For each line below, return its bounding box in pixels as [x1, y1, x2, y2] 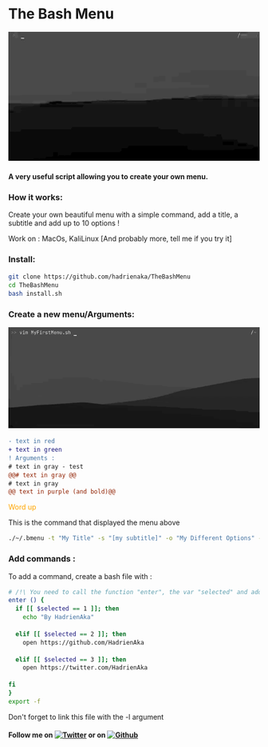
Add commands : [8, 553, 76, 565]
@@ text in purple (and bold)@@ [8, 488, 116, 496]
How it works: [8, 191, 63, 202]
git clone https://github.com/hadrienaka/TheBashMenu [8, 273, 191, 281]
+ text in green [8, 445, 62, 454]
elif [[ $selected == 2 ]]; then [15, 629, 127, 638]
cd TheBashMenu [8, 282, 59, 290]
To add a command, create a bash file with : [8, 571, 153, 581]
